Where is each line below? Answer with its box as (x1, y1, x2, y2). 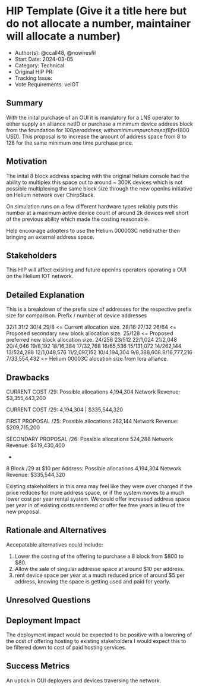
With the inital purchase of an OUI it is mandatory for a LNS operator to (6, 114, 180, 121)
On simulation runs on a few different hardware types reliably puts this (6, 202, 178, 210)
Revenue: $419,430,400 (6, 442, 65, 449)
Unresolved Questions (6, 595, 91, 605)
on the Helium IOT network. (6, 273, 74, 280)
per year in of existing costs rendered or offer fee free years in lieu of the (6, 502, 185, 508)
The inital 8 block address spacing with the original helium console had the (6, 172, 189, 179)
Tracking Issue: (14, 74, 53, 82)
